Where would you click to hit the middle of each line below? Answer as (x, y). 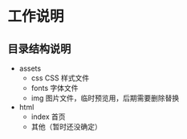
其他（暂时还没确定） (66, 127)
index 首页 (48, 117)
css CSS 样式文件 (60, 78)
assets (30, 68)
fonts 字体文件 (55, 88)
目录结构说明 (39, 49)
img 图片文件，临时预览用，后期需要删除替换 (105, 98)
